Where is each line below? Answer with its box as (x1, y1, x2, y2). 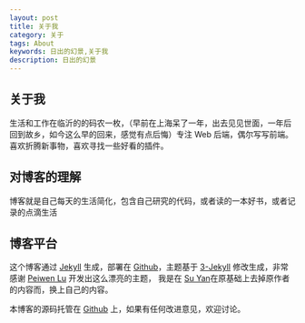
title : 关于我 (9, 22, 59, 31)
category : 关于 (9, 30, 64, 39)
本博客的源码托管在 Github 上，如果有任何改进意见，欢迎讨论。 (9, 304, 246, 315)
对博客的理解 (9, 169, 82, 185)
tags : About (9, 38, 54, 48)
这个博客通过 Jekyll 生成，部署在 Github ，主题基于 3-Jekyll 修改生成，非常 (9, 261, 289, 273)
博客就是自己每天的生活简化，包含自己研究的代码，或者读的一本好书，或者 (9, 195, 288, 206)
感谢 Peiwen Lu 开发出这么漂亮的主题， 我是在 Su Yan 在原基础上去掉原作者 (9, 273, 290, 284)
